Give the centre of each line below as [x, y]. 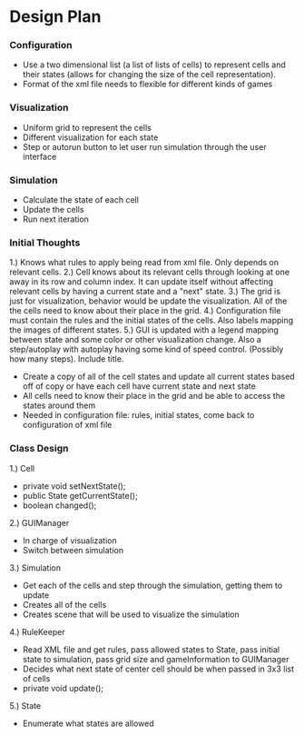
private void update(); [63, 688]
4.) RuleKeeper [37, 632]
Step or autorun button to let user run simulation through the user [144, 146]
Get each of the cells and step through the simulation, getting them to [152, 585]
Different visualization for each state [90, 137]
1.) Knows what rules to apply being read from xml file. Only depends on [144, 263]
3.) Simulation [35, 567]
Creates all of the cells [64, 604]
